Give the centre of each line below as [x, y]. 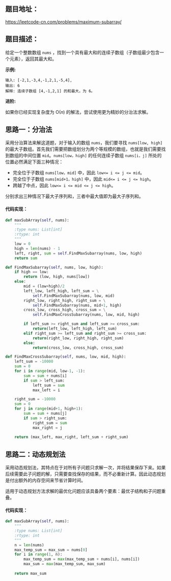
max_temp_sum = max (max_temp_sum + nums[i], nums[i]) [82, 559]
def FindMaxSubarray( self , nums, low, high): [54, 267]
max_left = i [46, 390]
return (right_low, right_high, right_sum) [78, 338]
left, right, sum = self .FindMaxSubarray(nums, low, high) [78, 253]
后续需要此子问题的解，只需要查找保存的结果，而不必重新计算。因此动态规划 [85, 474]
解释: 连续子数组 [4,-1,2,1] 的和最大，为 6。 [50, 91]
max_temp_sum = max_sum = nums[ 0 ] [51, 550]
